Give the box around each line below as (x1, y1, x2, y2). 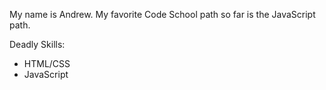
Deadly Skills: (9, 39, 66, 50)
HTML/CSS (23, 58, 71, 69)
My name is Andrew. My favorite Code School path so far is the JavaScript (9, 9, 316, 20)
